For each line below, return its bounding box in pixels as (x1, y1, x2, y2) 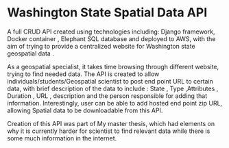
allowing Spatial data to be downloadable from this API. (7, 106, 163, 114)
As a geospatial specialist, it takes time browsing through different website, (7, 62, 219, 71)
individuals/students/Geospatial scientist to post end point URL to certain (7, 77, 214, 85)
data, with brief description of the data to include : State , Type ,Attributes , (7, 84, 219, 92)
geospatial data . (7, 49, 55, 58)
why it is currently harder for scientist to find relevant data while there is (7, 127, 210, 135)
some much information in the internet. (7, 134, 117, 142)
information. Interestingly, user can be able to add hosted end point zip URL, (7, 99, 223, 107)
